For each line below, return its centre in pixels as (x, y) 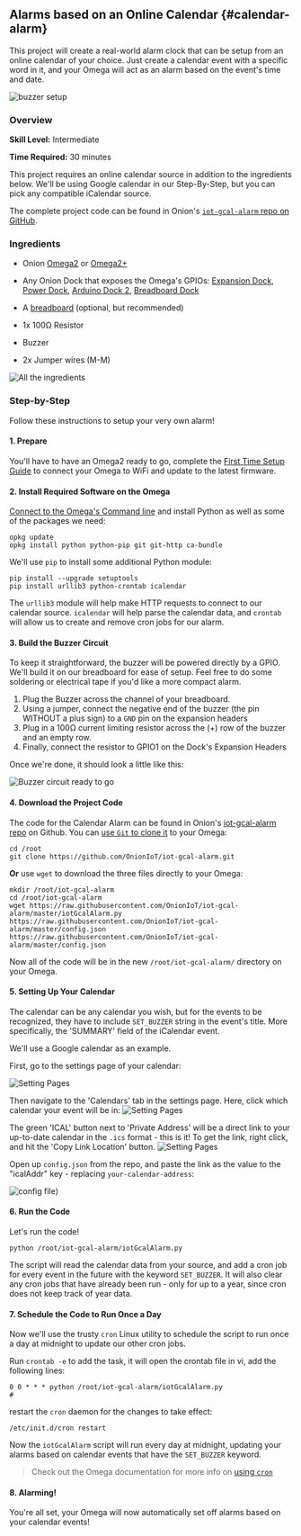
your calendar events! (49, 1522)
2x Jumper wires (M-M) (66, 360)
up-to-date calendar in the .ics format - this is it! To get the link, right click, (149, 1136)
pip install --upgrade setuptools (74, 579)
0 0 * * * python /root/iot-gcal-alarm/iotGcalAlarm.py (116, 1388)
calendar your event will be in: (65, 1109)
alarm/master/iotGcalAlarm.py (66, 913)
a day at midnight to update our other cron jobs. (98, 1343)
